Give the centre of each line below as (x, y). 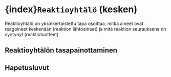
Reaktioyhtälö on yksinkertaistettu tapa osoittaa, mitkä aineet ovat (74, 23)
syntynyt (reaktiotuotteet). (32, 34)
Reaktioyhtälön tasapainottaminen (61, 50)
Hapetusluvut (27, 68)
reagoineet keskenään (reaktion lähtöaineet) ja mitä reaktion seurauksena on (85, 29)
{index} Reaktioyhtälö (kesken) (71, 9)
